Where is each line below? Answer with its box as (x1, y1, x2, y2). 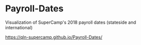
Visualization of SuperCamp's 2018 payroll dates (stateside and (5, 19, 136, 25)
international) (5, 24, 33, 30)
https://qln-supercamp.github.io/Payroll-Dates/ (5, 34, 103, 40)
